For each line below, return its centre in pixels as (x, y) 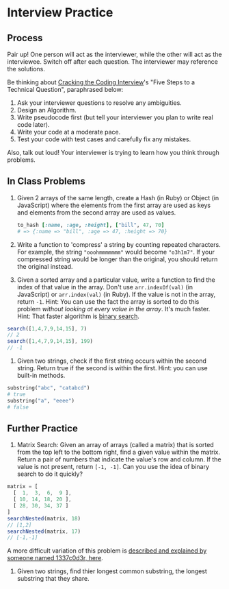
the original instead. (45, 266)
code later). (33, 124)
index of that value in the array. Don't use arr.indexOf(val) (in (105, 287)
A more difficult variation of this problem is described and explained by (107, 551)
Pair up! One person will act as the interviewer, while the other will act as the (114, 54)
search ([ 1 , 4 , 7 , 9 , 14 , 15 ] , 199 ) (50, 341)
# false (18, 407)
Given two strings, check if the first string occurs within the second (112, 361)
